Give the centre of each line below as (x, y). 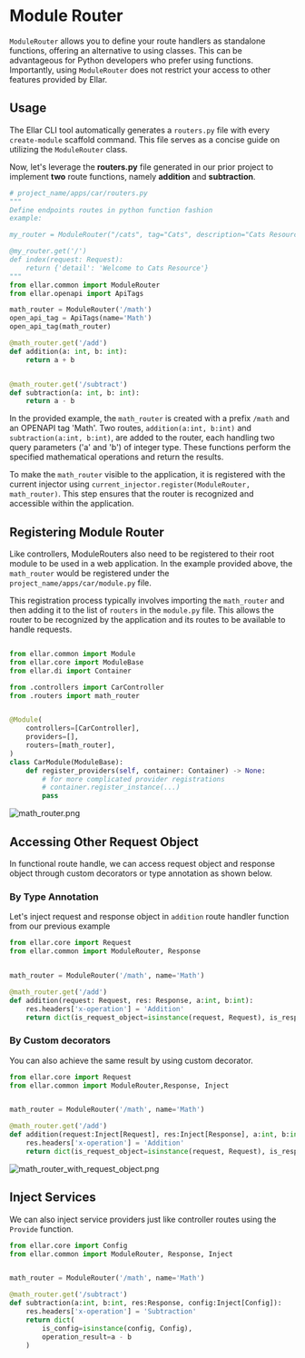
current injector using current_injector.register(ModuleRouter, (130, 484)
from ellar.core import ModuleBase (77, 662)
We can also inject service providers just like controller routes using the (143, 1219)
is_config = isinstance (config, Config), (118, 1328)
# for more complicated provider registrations (133, 779)
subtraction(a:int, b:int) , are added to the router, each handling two (142, 438)
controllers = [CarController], (83, 728)
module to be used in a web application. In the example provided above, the (151, 564)
